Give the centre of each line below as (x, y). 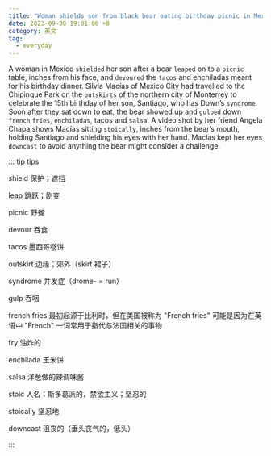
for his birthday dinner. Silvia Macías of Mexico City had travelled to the (127, 86)
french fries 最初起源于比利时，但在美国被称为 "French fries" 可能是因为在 (132, 316)
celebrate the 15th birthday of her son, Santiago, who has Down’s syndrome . (133, 103)
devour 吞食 (28, 230)
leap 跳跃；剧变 (34, 195)
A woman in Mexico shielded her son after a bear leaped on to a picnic (126, 69)
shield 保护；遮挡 (37, 178)
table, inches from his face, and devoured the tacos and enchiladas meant (130, 77)
